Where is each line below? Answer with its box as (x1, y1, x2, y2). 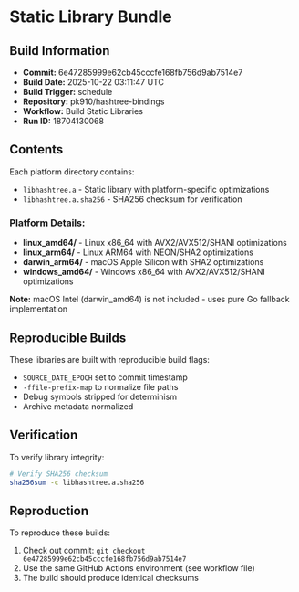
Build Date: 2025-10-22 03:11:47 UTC (22, 77, 164, 88)
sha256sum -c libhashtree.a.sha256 (9, 478, 145, 487)
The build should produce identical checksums (22, 573, 199, 584)
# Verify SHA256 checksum (9, 469, 108, 479)
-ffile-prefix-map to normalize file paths (22, 381, 179, 392)
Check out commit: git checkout (22, 545, 146, 556)
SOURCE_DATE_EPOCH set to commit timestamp (22, 372, 189, 383)
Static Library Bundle (9, 6, 172, 27)
